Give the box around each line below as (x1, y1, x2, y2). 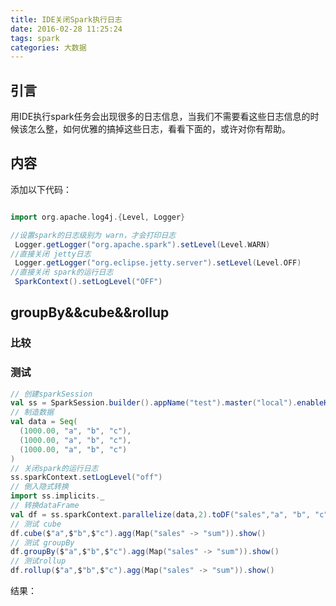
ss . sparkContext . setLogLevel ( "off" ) (10, 472, 163, 483)
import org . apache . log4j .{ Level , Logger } (10, 212, 186, 222)
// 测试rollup (10, 556, 67, 566)
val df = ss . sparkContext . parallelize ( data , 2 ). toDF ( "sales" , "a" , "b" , (10, 509, 311, 520)
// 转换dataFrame (10, 501, 80, 511)
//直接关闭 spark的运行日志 (10, 267, 114, 278)
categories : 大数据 (10, 42, 87, 53)
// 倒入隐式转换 (10, 482, 69, 492)
